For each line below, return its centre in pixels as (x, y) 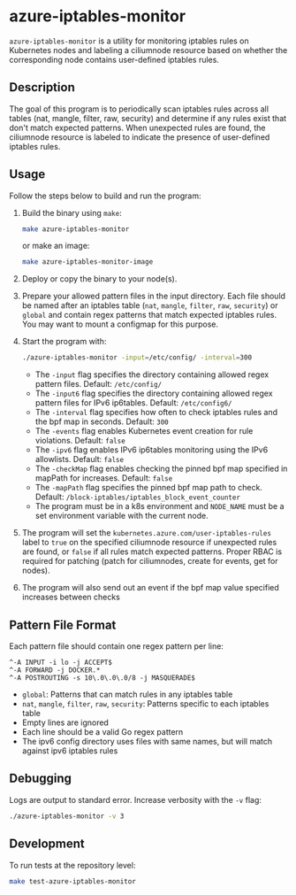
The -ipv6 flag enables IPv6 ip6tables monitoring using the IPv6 (152, 450)
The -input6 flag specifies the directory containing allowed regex (154, 393)
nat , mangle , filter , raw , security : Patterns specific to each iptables (145, 704)
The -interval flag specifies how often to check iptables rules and (156, 413)
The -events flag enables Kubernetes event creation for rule (144, 431)
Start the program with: (64, 342)
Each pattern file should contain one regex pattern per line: (116, 646)
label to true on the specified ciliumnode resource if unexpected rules (149, 543)
